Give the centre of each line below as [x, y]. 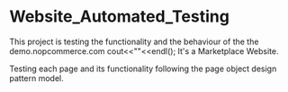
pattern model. [37, 78]
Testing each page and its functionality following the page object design [143, 69]
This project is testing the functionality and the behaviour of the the [134, 41]
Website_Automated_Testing [119, 17]
